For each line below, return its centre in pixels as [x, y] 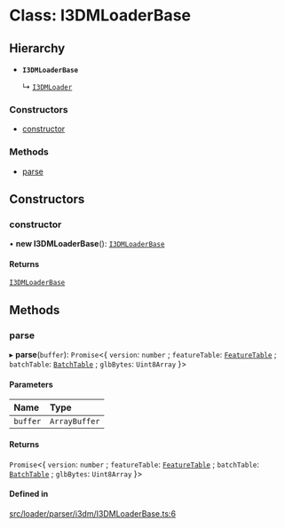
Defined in [29, 494]
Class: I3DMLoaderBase [100, 16]
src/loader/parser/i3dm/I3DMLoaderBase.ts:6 [92, 513]
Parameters [31, 384]
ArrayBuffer [75, 422]
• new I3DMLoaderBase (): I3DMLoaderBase [87, 244]
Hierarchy [37, 48]
